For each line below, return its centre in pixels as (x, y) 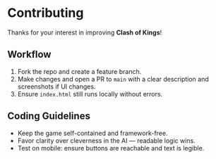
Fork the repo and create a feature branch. (79, 71)
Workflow (29, 55)
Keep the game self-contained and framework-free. (92, 133)
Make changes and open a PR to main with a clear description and (113, 79)
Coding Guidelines (49, 116)
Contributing (46, 13)
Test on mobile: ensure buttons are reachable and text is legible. (111, 148)
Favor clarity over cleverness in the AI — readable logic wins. (106, 140)
